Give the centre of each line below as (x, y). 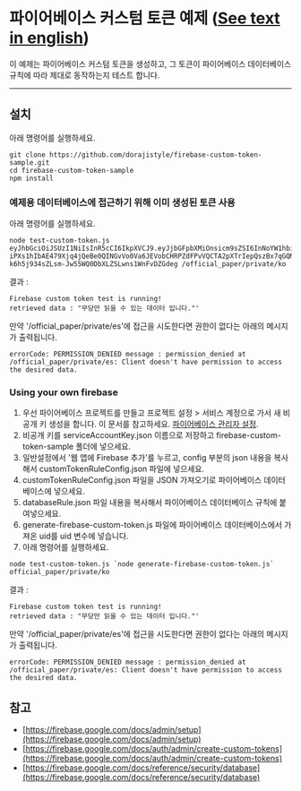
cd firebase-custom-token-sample (72, 170)
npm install (31, 178)
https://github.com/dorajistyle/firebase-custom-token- (155, 155)
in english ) (49, 38)
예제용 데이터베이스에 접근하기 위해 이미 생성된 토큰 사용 (122, 202)
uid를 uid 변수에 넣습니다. (84, 536)
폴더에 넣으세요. (103, 447)
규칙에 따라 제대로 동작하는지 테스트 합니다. (85, 75)
